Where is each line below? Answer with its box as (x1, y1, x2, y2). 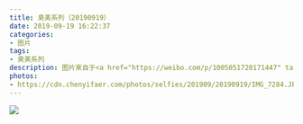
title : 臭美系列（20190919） (9, 13, 111, 22)
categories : (9, 30, 54, 39)
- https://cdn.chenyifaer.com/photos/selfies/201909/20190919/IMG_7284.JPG (9, 80, 300, 89)
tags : (9, 47, 30, 56)
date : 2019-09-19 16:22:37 (9, 22, 111, 31)
